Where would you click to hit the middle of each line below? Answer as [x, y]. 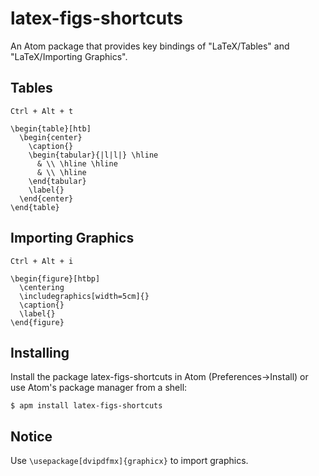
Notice [31, 436]
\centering [42, 287]
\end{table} [35, 207]
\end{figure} [37, 322]
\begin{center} [51, 137]
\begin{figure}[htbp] [55, 278]
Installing [40, 352]
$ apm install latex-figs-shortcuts [86, 406]
